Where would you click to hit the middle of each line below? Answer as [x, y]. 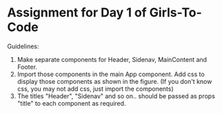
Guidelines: [23, 46]
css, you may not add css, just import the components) [95, 89]
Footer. [27, 67]
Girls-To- [175, 13]
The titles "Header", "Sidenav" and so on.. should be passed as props [116, 96]
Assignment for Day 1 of [77, 13]
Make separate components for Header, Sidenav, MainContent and [112, 59]
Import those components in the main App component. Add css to [111, 74]
